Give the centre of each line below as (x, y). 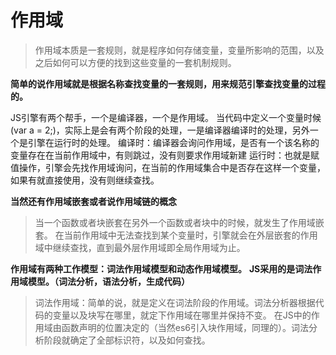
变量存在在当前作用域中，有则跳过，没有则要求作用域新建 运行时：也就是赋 (165, 155)
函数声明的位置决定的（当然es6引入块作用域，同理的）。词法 (185, 327)
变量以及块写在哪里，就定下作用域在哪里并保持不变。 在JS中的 (182, 315)
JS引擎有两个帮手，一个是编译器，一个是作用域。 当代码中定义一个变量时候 (166, 117)
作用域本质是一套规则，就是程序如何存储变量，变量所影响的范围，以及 (179, 50)
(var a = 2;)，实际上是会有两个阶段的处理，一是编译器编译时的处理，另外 (160, 130)
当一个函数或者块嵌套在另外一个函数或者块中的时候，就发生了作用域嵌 (179, 222)
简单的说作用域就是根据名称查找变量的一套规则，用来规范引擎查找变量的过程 (168, 83)
